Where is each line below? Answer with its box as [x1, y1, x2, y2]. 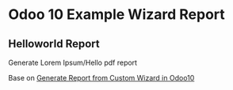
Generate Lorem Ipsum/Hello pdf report [8, 58, 137, 67]
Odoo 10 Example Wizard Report [8, 6, 226, 24]
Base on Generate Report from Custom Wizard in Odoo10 [8, 73, 195, 82]
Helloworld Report [8, 37, 101, 51]
